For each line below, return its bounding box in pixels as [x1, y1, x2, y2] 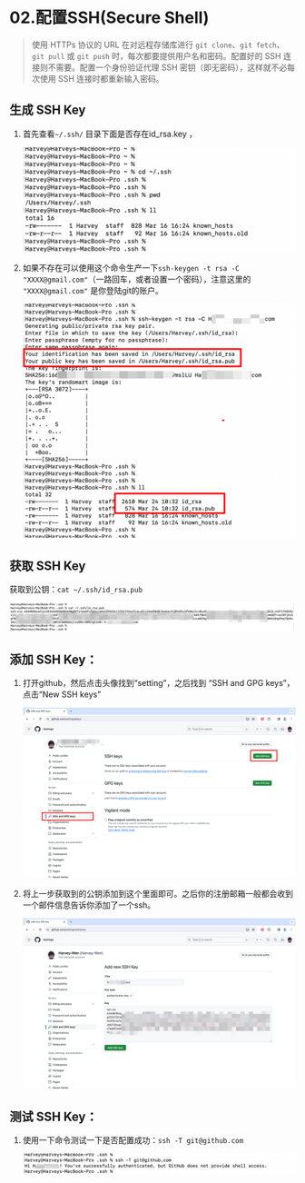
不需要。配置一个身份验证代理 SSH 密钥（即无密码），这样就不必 [47, 62, 288, 73]
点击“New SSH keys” [22, 689, 102, 700]
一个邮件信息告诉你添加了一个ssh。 [22, 900, 156, 910]
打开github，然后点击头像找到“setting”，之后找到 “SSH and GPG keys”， [22, 678, 295, 688]
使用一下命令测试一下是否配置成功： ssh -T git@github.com [22, 1135, 244, 1146]
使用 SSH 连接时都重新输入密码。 [39, 73, 165, 84]
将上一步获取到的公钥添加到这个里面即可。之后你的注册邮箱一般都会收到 [22, 889, 293, 900]
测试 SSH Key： [9, 1108, 98, 1124]
